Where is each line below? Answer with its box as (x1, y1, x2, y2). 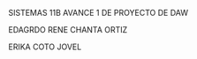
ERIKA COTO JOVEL (8, 41, 82, 52)
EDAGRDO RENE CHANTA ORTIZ (8, 25, 128, 34)
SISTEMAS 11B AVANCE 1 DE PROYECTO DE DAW (8, 8, 189, 18)
